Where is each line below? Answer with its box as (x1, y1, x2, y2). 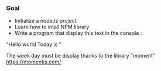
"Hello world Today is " (6, 41, 61, 48)
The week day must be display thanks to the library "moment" (6, 52, 155, 59)
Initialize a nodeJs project (14, 17, 77, 24)
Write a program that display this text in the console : (14, 30, 142, 37)
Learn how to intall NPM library (14, 23, 90, 30)
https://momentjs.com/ (6, 58, 61, 65)
